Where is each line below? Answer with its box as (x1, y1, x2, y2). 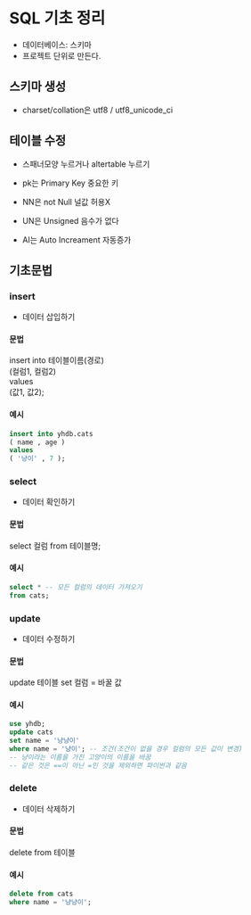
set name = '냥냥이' (9, 737, 80, 746)
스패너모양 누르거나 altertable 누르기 (21, 158, 150, 169)
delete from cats (9, 889, 74, 899)
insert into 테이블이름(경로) (9, 355, 105, 366)
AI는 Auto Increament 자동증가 (21, 234, 132, 245)
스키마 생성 (9, 79, 67, 95)
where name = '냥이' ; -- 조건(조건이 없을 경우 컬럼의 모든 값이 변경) (9, 744, 243, 754)
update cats (9, 728, 53, 737)
